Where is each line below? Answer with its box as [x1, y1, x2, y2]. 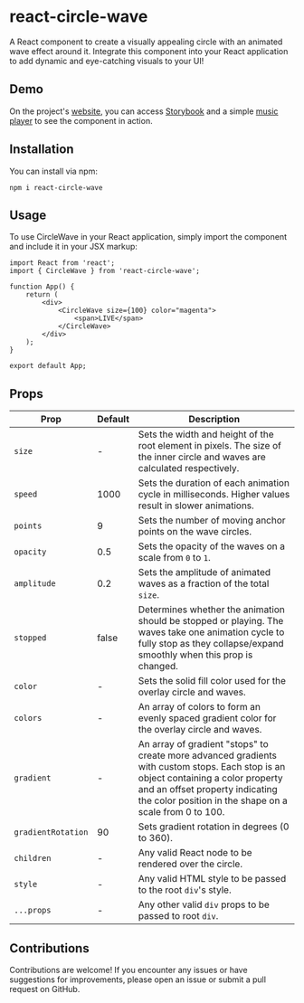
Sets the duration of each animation [138, 477, 290, 489]
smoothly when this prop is [138, 648, 253, 661]
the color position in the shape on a [138, 794, 288, 807]
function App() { [9, 282, 75, 291]
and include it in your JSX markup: [9, 241, 138, 252]
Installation [9, 142, 74, 157]
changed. [138, 660, 179, 673]
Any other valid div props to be [138, 898, 270, 911]
